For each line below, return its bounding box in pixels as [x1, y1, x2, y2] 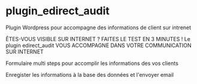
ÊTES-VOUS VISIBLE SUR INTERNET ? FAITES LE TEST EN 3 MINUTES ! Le [5, 35, 191, 42]
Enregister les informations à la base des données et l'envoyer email [5, 71, 174, 78]
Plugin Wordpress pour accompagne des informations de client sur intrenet [5, 24, 192, 31]
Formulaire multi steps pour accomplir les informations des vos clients [5, 60, 179, 67]
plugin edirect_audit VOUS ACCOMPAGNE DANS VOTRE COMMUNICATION [5, 42, 192, 49]
